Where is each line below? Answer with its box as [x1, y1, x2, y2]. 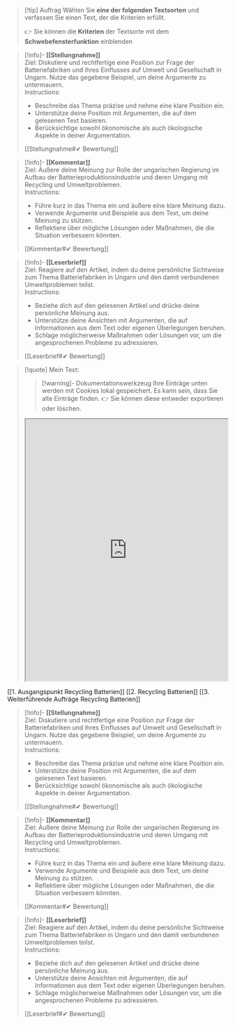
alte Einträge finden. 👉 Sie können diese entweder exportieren [41, 394, 224, 402]
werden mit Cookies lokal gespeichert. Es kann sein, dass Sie [41, 387, 218, 394]
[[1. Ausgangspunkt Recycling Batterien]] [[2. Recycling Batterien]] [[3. [7, 688, 210, 695]
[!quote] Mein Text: [24, 366, 79, 374]
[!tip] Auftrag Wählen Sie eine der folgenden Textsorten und [24, 6, 199, 14]
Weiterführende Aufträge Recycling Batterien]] [7, 695, 141, 703]
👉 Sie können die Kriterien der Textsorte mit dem [24, 27, 169, 36]
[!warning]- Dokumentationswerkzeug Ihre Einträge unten [41, 379, 208, 387]
